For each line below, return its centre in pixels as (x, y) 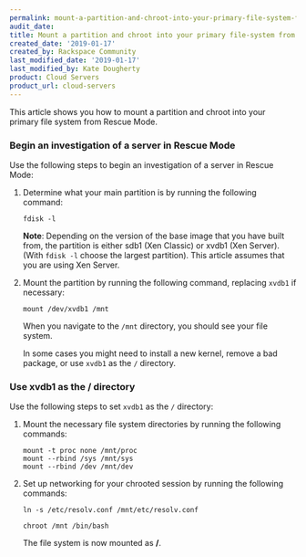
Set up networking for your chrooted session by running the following (153, 484)
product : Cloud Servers (55, 78)
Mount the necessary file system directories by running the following (152, 425)
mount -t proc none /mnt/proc (80, 451)
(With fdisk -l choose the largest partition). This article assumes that (153, 255)
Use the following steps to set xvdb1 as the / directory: (112, 406)
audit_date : (32, 26)
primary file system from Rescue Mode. (83, 121)
